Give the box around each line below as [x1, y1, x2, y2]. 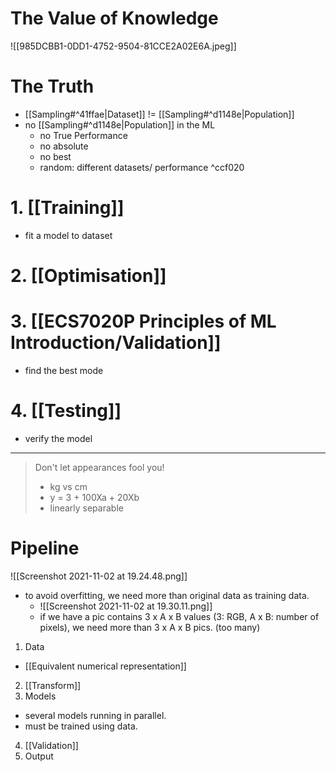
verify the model [24, 432, 93, 444]
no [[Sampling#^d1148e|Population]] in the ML [24, 118, 216, 131]
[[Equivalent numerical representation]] [24, 660, 187, 672]
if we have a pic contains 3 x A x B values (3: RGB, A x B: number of [39, 610, 320, 622]
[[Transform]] [24, 679, 82, 691]
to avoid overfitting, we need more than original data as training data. [24, 589, 310, 601]
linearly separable [49, 502, 124, 514]
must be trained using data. [24, 720, 138, 732]
